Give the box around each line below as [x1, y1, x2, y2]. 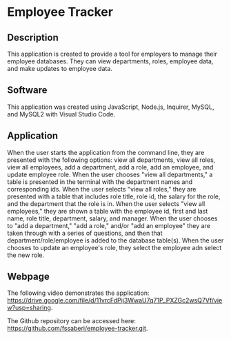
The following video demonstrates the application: [7, 289, 150, 297]
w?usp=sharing [7, 304, 52, 312]
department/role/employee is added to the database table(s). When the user [7, 236, 224, 245]
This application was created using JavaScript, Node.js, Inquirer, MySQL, [7, 103, 214, 111]
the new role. [7, 251, 45, 259]
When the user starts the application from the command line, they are [7, 148, 205, 156]
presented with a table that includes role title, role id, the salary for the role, [7, 192, 221, 201]
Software [7, 84, 48, 96]
